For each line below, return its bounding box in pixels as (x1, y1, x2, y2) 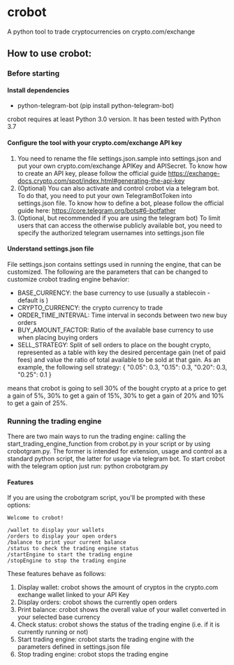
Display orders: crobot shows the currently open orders (17, 598, 177, 606)
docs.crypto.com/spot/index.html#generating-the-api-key (17, 176, 185, 185)
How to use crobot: (7, 48, 92, 59)
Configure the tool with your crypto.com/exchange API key (7, 139, 182, 147)
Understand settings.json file (7, 244, 94, 253)
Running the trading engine (7, 416, 102, 426)
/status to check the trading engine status (7, 545, 139, 552)
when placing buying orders (17, 333, 98, 342)
